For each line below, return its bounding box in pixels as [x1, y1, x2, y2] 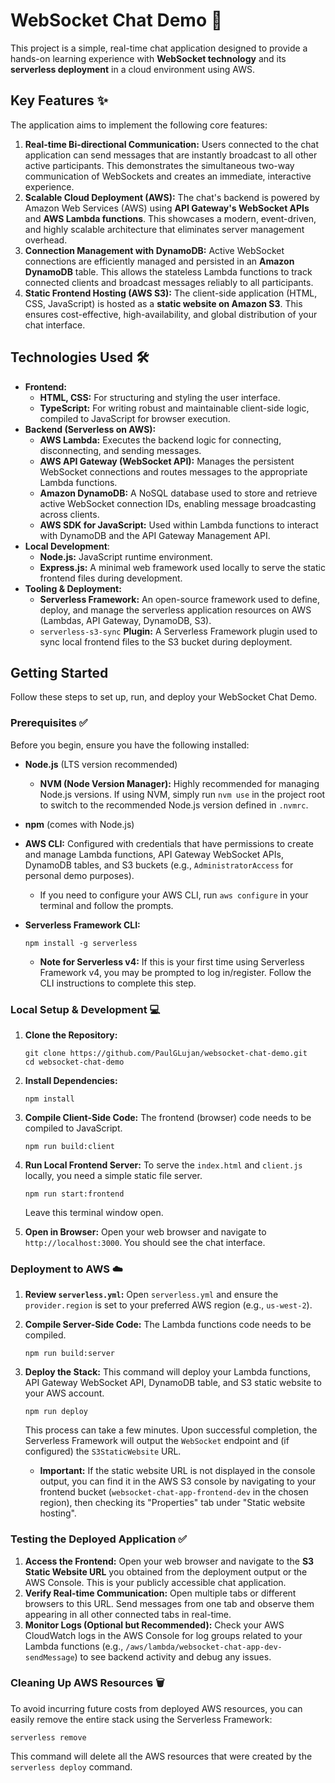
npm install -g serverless [24, 938, 138, 948]
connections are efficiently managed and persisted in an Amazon [24, 255, 295, 267]
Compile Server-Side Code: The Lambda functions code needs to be [24, 1319, 312, 1331]
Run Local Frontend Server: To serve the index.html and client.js [24, 1159, 303, 1171]
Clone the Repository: [24, 1029, 118, 1041]
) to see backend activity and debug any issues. [74, 1650, 272, 1663]
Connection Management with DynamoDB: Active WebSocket [24, 244, 285, 256]
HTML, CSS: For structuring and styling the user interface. [39, 391, 281, 403]
